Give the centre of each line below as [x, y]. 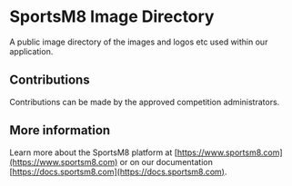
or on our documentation [166, 162]
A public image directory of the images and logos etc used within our [139, 42]
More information [60, 130]
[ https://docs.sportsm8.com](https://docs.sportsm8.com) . [118, 171]
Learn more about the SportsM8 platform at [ [94, 152]
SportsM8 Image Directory [112, 17]
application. [31, 51]
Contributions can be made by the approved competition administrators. [145, 102]
